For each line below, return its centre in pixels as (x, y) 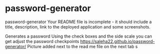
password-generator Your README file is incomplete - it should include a (79, 22)
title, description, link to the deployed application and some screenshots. (78, 27)
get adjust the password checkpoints (42, 41)
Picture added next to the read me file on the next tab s (82, 46)
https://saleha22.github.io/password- (117, 41)
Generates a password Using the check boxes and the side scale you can (79, 36)
